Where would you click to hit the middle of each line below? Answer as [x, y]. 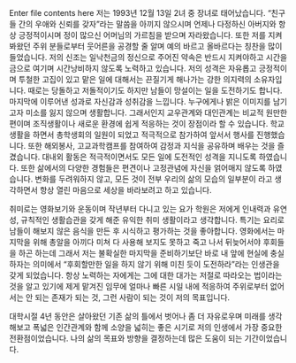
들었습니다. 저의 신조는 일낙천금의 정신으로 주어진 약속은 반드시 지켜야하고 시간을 [148, 57]
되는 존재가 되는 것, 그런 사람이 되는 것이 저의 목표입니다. [133, 297]
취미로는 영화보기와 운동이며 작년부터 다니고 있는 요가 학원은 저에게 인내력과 [140, 209]
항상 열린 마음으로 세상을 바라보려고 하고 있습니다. [125, 190]
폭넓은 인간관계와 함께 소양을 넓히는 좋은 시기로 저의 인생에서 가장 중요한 [157, 327]
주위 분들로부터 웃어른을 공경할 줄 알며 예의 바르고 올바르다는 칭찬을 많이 [157, 46]
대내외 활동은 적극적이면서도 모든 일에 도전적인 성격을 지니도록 [149, 157]
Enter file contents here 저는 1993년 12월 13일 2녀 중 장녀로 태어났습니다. [137, 13]
